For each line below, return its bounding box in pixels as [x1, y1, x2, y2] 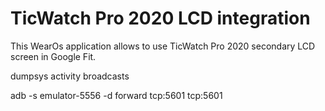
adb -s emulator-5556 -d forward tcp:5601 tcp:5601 [10, 89, 223, 101]
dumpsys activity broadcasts [10, 70, 130, 82]
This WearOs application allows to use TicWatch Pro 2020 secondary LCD [10, 40, 316, 52]
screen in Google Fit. [10, 50, 97, 62]
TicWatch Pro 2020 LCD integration [10, 7, 311, 30]
